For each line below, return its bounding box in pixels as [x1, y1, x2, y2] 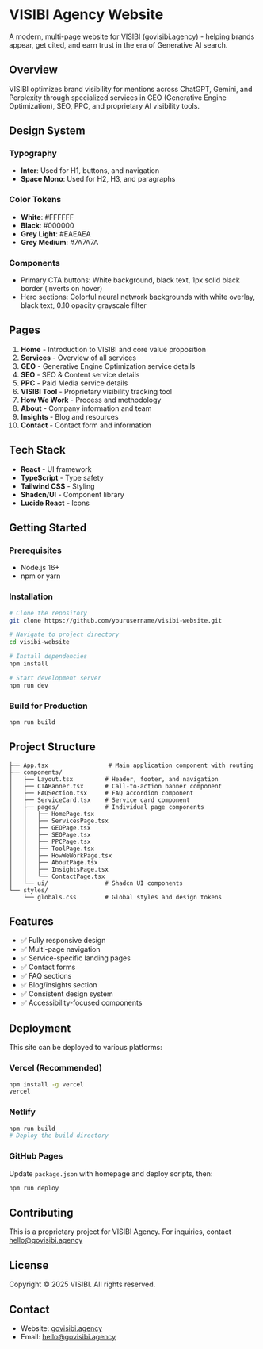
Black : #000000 [20, 220, 74, 230]
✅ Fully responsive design [20, 936, 106, 945]
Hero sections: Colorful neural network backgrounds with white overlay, [20, 292, 256, 302]
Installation [9, 591, 54, 602]
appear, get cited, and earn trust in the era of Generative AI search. [9, 40, 228, 49]
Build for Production [9, 700, 88, 711]
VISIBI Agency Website [9, 6, 164, 24]
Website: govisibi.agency [20, 1323, 103, 1333]
